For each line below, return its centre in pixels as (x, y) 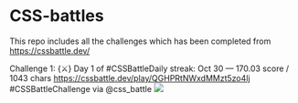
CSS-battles (57, 16)
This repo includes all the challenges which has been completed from (140, 41)
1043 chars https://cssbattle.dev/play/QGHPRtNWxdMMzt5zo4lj (130, 77)
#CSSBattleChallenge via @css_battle (81, 88)
